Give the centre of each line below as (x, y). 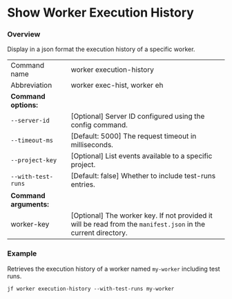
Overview (24, 35)
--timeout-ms (32, 141)
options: (25, 105)
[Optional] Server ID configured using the (138, 117)
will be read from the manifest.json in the (138, 224)
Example (22, 253)
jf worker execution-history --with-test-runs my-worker (91, 289)
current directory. (99, 233)
